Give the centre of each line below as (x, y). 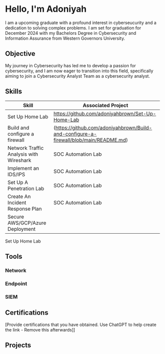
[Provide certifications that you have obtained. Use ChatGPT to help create (81, 325)
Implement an (23, 168)
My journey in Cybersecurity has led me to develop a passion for (70, 65)
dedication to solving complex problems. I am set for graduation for (73, 27)
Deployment (22, 229)
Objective (20, 54)
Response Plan (25, 209)
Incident (17, 202)
